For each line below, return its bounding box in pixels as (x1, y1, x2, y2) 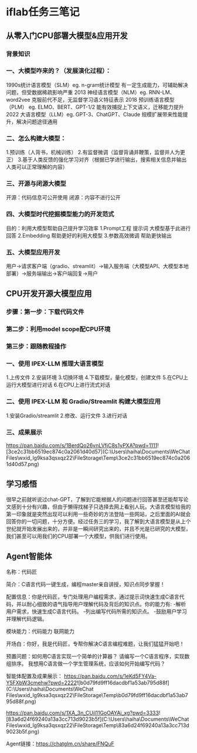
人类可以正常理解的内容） (6, 163, 68, 170)
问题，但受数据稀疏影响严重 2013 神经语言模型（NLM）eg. (6, 89, 148, 96)
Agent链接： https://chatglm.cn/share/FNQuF (6, 740, 114, 747)
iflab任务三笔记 (6, 5, 80, 19)
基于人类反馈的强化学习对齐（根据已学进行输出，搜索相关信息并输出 (22, 156, 187, 163)
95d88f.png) (6, 698, 36, 705)
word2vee (6, 96, 30, 103)
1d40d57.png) (6, 461, 39, 468)
